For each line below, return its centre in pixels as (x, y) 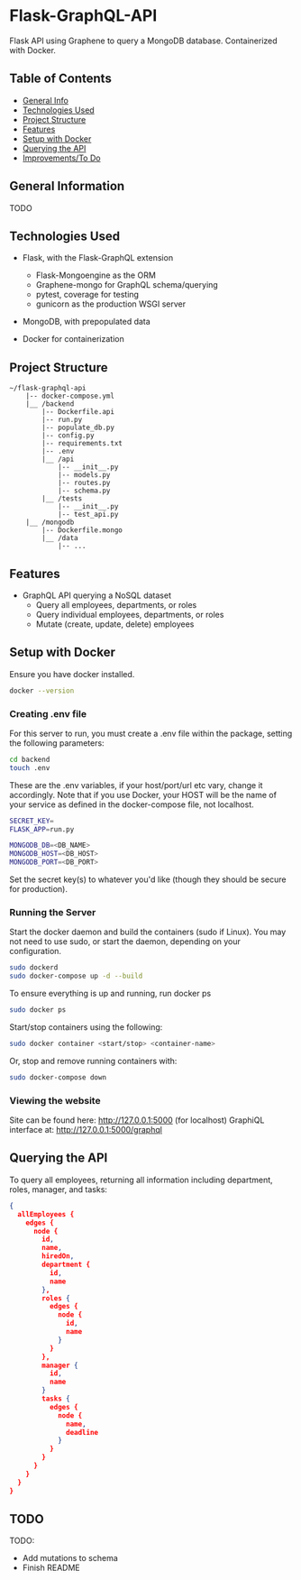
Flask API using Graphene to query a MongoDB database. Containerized (143, 41)
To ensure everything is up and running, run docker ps (110, 994)
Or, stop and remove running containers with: (93, 1061)
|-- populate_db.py (78, 428)
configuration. (35, 951)
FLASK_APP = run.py (42, 829)
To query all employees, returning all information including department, (141, 1180)
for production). (39, 889)
